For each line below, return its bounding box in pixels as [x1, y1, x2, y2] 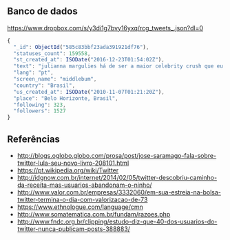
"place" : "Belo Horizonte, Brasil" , [13, 94, 118, 102]
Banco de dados [7, 6, 78, 17]
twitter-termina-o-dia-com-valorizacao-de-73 [17, 196, 148, 203]
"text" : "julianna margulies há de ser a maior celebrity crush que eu [13, 63, 224, 70]
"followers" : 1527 [13, 108, 67, 114]
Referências [7, 133, 61, 145]
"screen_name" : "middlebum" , [13, 76, 97, 83]
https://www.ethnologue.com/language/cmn [17, 203, 143, 211]
